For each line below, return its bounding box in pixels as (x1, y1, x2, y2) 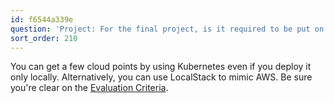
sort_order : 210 (10, 33, 78, 43)
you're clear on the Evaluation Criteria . (10, 82, 169, 94)
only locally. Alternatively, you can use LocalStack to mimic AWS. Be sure (10, 71, 313, 83)
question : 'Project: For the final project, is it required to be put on (10, 24, 325, 34)
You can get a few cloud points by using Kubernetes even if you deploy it (10, 61, 312, 73)
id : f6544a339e (10, 14, 74, 25)
